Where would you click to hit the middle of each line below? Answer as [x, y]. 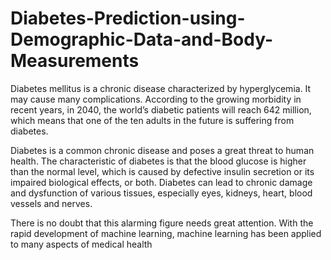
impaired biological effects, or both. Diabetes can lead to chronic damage [161, 182]
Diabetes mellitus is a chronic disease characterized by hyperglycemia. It [161, 88]
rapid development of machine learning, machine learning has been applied [166, 233]
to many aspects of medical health [81, 244]
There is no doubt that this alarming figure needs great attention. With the [162, 223]
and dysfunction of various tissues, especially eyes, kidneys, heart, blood [161, 193]
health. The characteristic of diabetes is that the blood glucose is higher [158, 161]
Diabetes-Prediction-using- [128, 18]
